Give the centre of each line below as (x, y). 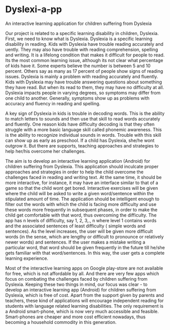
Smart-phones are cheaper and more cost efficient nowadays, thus (75, 317)
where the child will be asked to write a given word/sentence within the (79, 193)
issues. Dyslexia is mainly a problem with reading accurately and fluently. (82, 76)
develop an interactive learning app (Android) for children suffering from (81, 290)
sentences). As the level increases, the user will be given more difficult (79, 231)
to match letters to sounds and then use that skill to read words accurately (83, 118)
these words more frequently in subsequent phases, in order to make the (81, 209)
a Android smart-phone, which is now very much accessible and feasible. (82, 311)
